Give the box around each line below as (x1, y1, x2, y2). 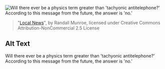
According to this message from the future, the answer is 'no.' (5, 58, 132, 64)
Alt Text (5, 39, 30, 48)
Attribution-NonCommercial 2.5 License (17, 25, 100, 31)
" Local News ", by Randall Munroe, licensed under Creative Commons (17, 20, 160, 25)
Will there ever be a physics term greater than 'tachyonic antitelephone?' (5, 52, 155, 58)
